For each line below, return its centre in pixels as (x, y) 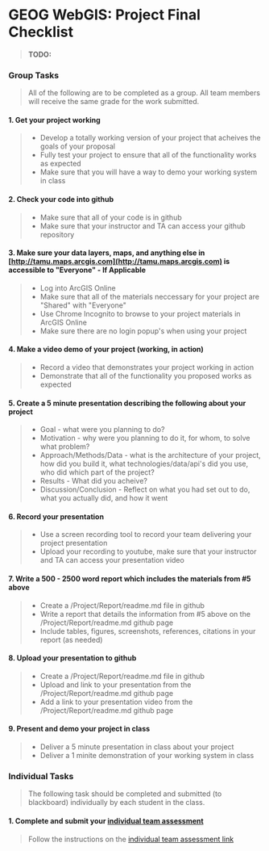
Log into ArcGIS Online (78, 287)
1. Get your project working (54, 119)
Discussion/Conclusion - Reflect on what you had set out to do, (145, 489)
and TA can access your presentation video (112, 560)
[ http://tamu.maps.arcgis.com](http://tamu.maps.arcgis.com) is (119, 262)
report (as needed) (71, 639)
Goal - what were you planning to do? (102, 430)
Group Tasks (33, 75)
